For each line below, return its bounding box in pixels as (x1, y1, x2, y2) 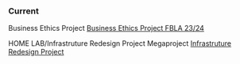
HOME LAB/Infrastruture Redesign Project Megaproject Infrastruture (8, 39, 232, 48)
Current (8, 6, 40, 17)
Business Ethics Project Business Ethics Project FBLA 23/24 (8, 24, 205, 33)
